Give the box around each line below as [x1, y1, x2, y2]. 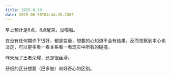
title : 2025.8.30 [5, 7, 42, 13]
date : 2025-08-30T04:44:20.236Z [5, 12, 74, 17]
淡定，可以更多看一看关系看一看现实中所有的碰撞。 [5, 44, 112, 50]
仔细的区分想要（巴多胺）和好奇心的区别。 [5, 65, 95, 71]
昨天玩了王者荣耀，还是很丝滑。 [5, 54, 72, 61]
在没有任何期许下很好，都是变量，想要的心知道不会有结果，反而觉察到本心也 [5, 37, 166, 44]
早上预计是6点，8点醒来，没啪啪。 [5, 26, 78, 33]
